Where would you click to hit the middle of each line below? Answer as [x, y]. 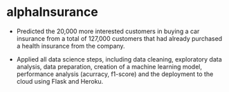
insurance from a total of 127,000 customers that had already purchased [119, 38]
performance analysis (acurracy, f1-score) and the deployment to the [115, 74]
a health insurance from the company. [71, 46]
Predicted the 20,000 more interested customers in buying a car [108, 31]
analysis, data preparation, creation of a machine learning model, [109, 66]
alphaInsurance [52, 12]
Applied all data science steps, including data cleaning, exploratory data [119, 59]
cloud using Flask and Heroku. [60, 81]
